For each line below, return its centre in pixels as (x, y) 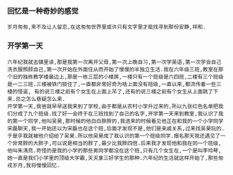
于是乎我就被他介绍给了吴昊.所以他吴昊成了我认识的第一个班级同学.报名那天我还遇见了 (114, 136)
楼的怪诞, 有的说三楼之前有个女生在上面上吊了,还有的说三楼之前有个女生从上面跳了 (110, 92)
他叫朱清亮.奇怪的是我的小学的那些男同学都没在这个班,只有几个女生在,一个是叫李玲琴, (114, 151)
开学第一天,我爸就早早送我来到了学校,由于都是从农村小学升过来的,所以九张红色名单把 (113, 106)
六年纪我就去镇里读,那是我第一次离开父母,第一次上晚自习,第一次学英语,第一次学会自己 (114, 62)
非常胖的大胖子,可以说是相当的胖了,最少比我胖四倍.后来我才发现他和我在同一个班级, (117, 143)
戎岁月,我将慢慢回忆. (34, 165)
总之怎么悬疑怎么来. (41, 99)
